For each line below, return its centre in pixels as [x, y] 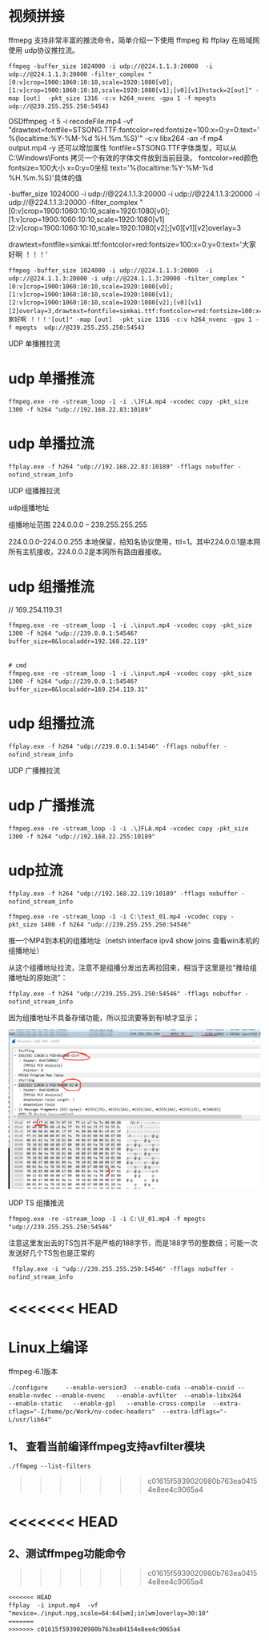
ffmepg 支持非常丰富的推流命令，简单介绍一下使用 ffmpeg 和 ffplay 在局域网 [134, 40]
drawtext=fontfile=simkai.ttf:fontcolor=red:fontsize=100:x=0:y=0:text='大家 [132, 244]
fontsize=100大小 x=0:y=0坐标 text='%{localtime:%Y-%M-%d [111, 167]
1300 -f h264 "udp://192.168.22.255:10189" [82, 836]
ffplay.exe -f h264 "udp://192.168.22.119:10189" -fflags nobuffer [123, 894]
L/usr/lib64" [30, 1420]
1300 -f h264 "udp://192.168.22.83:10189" [80, 409]
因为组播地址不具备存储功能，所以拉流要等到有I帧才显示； [104, 1017]
